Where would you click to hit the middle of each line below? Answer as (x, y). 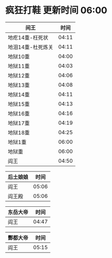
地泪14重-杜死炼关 (31, 47)
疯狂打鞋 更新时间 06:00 (56, 10)
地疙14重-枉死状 (28, 38)
